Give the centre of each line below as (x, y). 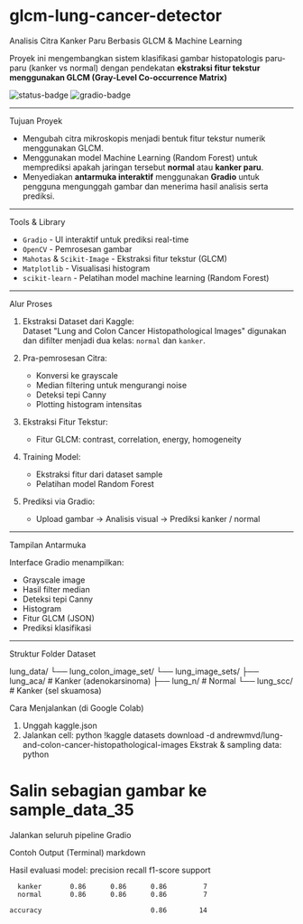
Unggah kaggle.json (60, 725)
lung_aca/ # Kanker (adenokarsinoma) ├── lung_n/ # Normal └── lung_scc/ (151, 681)
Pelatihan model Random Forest (95, 483)
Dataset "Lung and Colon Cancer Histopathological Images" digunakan (154, 331)
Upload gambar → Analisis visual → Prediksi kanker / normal (148, 518)
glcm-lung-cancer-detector (116, 16)
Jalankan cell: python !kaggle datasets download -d (118, 735)
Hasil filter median (56, 589)
